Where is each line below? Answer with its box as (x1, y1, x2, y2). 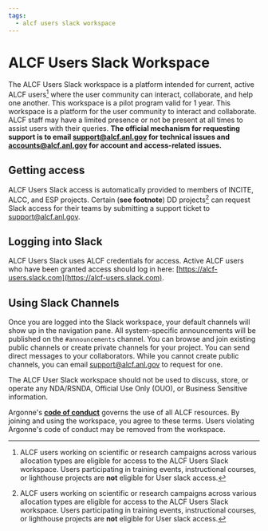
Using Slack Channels (8, 296, 120, 310)
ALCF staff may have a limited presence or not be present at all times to (8, 115, 243, 125)
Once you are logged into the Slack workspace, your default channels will (8, 317, 250, 327)
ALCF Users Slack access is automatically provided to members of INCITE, (8, 184, 254, 194)
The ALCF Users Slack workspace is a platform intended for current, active (8, 80, 255, 89)
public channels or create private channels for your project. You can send (8, 343, 250, 352)
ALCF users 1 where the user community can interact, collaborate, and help (8, 89, 254, 100)
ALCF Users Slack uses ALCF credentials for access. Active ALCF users (8, 256, 245, 266)
